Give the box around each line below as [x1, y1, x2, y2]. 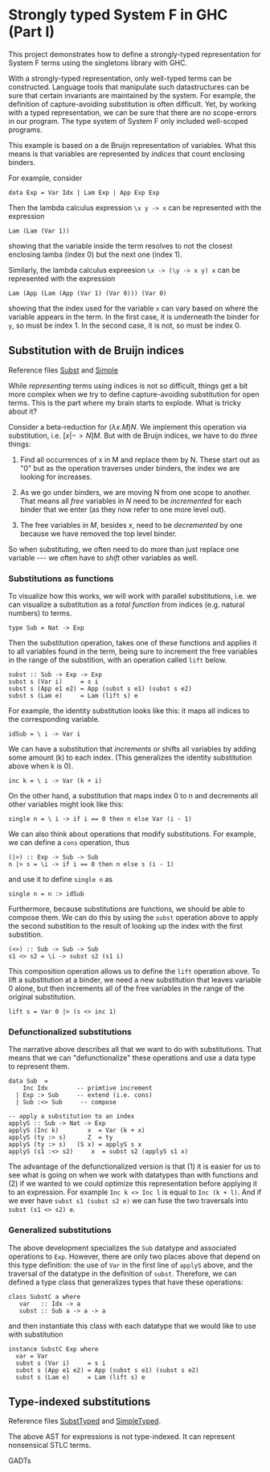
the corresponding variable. [8, 715, 100, 724]
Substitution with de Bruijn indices [8, 344, 185, 357]
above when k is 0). [8, 761, 74, 771]
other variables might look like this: [8, 799, 125, 810]
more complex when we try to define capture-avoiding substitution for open [8, 389, 260, 399]
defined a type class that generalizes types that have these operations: [8, 1277, 243, 1287]
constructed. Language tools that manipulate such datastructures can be [8, 82, 250, 92]
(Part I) [8, 23, 55, 41]
